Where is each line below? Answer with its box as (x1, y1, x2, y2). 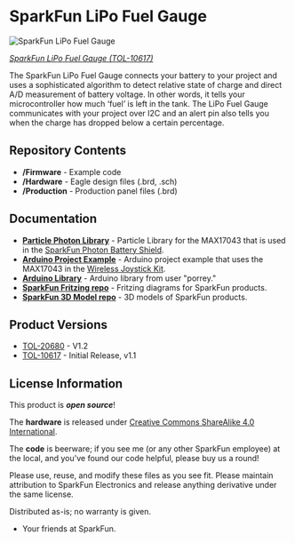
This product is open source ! (9, 400, 116, 411)
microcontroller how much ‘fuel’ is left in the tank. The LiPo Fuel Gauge (9, 98, 269, 108)
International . (9, 427, 58, 437)
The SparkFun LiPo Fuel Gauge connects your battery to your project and (9, 69, 278, 81)
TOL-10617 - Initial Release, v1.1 (21, 350, 137, 361)
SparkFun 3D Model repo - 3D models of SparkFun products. (21, 291, 248, 302)
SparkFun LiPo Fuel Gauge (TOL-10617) (9, 52, 154, 63)
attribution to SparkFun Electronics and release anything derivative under (9, 480, 277, 491)
